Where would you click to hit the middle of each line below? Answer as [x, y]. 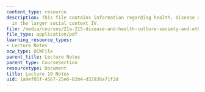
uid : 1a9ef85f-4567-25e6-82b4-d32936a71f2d [63, 79]
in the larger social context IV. [56, 23]
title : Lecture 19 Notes [38, 74]
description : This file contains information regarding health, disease [101, 18]
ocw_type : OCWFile [30, 51]
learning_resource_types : [39, 40]
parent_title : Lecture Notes [43, 57]
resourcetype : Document [37, 68]
